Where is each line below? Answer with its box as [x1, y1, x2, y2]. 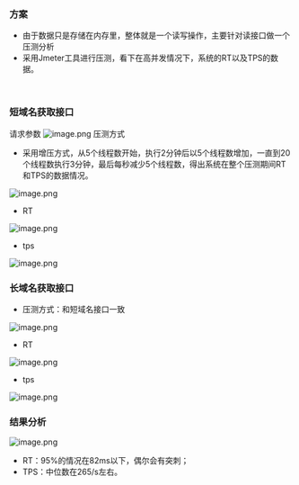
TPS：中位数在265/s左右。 [22, 466, 123, 478]
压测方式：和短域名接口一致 [22, 303, 126, 314]
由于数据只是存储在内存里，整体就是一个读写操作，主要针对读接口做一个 [22, 30, 290, 41]
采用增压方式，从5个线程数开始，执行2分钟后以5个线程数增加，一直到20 [22, 147, 291, 158]
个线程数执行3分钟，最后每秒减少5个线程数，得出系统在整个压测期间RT [22, 158, 286, 169]
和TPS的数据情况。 [22, 169, 93, 181]
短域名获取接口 [9, 106, 75, 119]
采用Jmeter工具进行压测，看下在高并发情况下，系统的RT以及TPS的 [22, 52, 271, 64]
